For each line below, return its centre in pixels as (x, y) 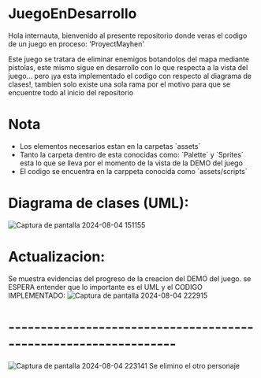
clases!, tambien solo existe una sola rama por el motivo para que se (119, 84)
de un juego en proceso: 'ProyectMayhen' (76, 43)
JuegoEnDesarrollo (73, 14)
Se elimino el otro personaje (194, 365)
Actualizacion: (57, 257)
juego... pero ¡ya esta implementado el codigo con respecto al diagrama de (130, 76)
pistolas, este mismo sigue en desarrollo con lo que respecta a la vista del (128, 67)
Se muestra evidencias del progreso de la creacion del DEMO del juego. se (130, 278)
